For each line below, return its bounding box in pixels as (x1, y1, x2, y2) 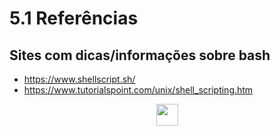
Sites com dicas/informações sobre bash (9, 47, 271, 64)
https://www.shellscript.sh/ (23, 73, 136, 85)
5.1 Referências (9, 7, 139, 30)
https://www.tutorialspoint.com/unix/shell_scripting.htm (23, 84, 254, 96)
